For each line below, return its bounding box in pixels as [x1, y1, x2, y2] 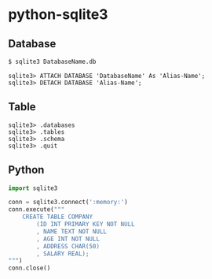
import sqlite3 [8, 184, 58, 192]
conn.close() [8, 264, 51, 273]
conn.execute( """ [8, 206, 65, 214]
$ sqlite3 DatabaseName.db [8, 58, 97, 65]
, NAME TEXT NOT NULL [36, 227, 108, 236]
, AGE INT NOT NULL [36, 235, 101, 243]
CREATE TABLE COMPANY [22, 213, 93, 221]
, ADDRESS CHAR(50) [36, 242, 101, 250]
